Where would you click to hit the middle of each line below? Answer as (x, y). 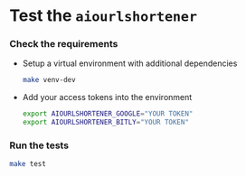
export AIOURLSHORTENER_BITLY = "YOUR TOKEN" (106, 123)
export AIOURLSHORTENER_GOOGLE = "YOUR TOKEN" (108, 114)
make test (28, 164)
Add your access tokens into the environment (107, 97)
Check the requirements (64, 44)
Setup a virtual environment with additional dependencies (130, 63)
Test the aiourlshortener (103, 16)
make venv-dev (49, 80)
